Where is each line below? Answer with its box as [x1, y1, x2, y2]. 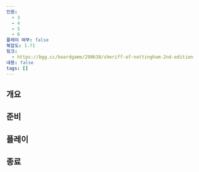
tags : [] [6, 65, 28, 71]
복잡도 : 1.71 [6, 43, 35, 49]
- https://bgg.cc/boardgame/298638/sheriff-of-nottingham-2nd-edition [11, 54, 194, 60]
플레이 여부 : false [6, 37, 49, 43]
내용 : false [6, 59, 34, 65]
